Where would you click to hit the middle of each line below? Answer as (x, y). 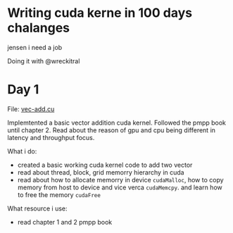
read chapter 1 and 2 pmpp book (65, 222)
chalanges (39, 28)
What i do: (22, 151)
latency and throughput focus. (51, 137)
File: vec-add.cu (31, 109)
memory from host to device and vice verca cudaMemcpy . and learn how (120, 187)
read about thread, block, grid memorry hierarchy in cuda (101, 172)
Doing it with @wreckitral (44, 61)
